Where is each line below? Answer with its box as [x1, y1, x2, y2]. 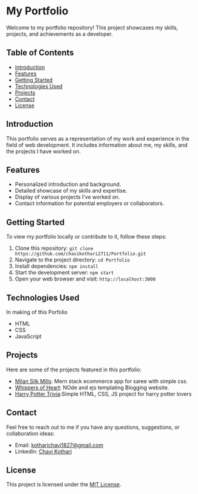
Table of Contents [6, 48, 75, 58]
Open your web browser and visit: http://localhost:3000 [14, 275, 156, 282]
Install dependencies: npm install [14, 263, 98, 270]
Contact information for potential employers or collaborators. [14, 200, 165, 207]
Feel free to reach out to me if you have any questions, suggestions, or [6, 423, 180, 431]
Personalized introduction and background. [14, 181, 121, 188]
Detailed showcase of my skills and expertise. [14, 187, 128, 194]
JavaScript [14, 333, 42, 340]
